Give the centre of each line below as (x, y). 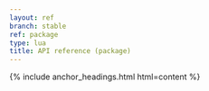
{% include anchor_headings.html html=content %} (105, 77)
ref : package (34, 34)
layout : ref (32, 18)
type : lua (28, 43)
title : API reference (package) (70, 51)
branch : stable (38, 26)
